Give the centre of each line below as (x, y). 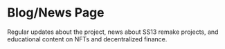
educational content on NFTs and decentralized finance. (87, 39)
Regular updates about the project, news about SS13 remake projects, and (113, 32)
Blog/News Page (56, 13)
